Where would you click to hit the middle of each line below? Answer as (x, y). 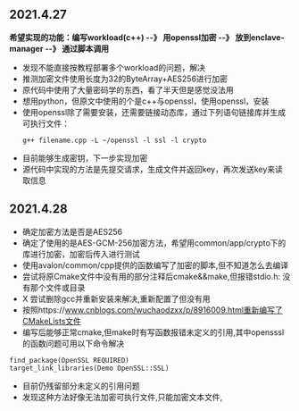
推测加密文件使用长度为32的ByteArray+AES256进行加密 (125, 79)
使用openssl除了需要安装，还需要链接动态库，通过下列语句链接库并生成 (154, 112)
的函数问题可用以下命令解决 (73, 343)
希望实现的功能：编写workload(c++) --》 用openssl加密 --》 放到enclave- (147, 37)
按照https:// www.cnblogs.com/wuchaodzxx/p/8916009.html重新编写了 (152, 310)
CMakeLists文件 (52, 321)
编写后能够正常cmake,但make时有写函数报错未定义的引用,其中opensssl (153, 332)
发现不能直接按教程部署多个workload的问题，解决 (113, 67)
